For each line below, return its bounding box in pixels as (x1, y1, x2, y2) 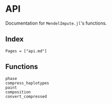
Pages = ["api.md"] (5, 48, 47, 54)
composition (5, 89, 31, 95)
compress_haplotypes (5, 80, 50, 86)
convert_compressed (5, 94, 47, 99)
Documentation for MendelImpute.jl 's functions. (5, 20, 107, 26)
